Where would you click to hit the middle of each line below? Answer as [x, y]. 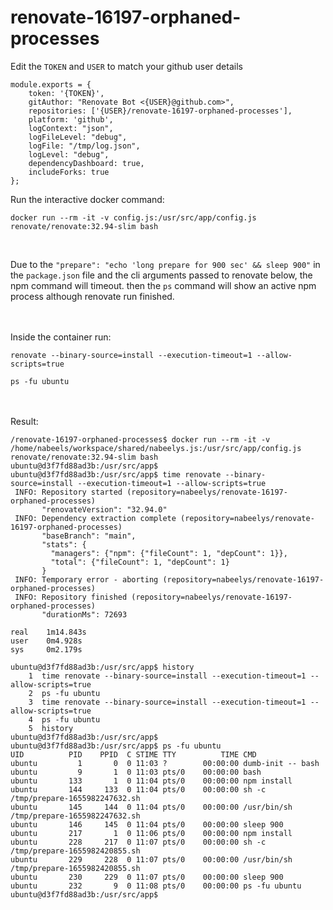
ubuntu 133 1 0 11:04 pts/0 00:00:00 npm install [151, 781]
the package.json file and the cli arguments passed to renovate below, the [161, 275]
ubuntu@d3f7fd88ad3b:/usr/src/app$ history [102, 667]
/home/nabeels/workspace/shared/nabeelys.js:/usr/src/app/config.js [156, 448]
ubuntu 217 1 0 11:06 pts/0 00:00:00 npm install [151, 833]
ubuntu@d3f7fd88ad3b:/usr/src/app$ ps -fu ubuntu [116, 746]
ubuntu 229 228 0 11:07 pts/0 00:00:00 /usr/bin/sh [151, 859]
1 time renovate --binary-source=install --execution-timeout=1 [167, 676]
